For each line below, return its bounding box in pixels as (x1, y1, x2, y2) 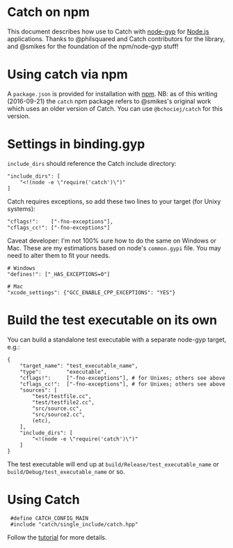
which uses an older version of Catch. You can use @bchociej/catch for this (7, 104, 223, 112)
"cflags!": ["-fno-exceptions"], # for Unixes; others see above (19, 374, 226, 381)
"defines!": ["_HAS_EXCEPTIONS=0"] (7, 271, 111, 277)
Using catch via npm (7, 67, 128, 82)
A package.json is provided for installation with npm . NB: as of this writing (7, 89, 218, 98)
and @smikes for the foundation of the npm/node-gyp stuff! (7, 42, 179, 50)
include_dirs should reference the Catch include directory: (7, 159, 177, 167)
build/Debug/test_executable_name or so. (7, 467, 125, 475)
